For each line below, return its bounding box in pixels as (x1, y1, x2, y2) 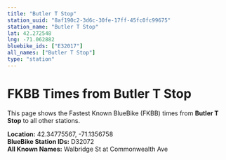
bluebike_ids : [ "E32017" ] (7, 43, 83, 50)
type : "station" (7, 56, 55, 63)
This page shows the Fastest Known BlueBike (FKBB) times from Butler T (7, 109, 219, 117)
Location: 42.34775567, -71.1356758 (7, 130, 114, 138)
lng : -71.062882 (7, 36, 55, 43)
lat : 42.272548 (7, 29, 52, 37)
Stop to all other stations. (7, 116, 81, 124)
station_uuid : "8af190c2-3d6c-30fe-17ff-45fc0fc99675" (7, 17, 171, 24)
